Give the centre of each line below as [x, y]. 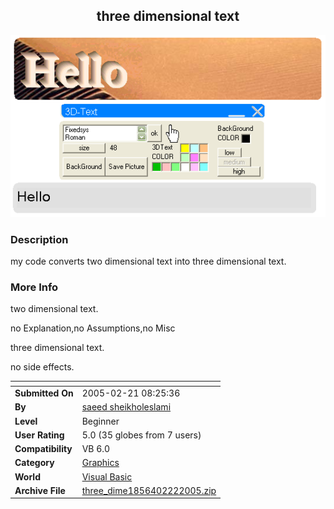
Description [39, 239]
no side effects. [42, 367]
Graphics [100, 463]
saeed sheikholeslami [126, 407]
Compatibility [43, 449]
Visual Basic [107, 476]
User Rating [39, 435]
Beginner [100, 421]
